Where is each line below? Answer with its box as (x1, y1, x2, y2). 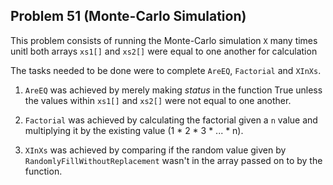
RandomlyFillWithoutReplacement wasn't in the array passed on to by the (24, 154, 323, 166)
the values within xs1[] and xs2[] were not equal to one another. (24, 94, 292, 106)
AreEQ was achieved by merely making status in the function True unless (24, 84, 323, 96)
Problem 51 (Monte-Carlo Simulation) (10, 8, 247, 25)
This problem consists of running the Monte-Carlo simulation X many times (10, 34, 318, 46)
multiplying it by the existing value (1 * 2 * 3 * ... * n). (24, 124, 244, 136)
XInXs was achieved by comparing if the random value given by (24, 144, 287, 156)
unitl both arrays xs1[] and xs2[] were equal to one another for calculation (10, 45, 318, 57)
